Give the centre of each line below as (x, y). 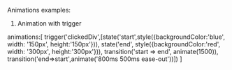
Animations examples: (39, 10)
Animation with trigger (49, 23)
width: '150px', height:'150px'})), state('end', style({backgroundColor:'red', (114, 44)
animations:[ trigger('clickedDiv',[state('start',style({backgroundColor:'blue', (116, 37)
